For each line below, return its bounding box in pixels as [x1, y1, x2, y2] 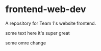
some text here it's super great [5, 30, 70, 36]
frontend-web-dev [5, 4, 86, 15]
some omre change [5, 39, 46, 46]
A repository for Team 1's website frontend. [5, 20, 96, 26]
